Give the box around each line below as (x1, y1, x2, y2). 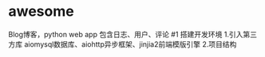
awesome (8, 2, 74, 21)
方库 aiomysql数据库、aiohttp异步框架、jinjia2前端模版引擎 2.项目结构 (8, 39, 237, 49)
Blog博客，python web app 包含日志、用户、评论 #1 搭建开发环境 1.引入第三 (8, 29, 258, 39)
